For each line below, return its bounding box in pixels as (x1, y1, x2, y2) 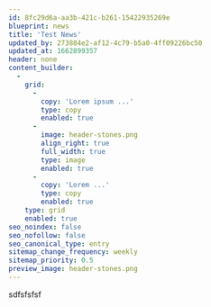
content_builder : (8, 64, 74, 73)
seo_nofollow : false (8, 230, 87, 239)
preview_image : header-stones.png (8, 265, 139, 274)
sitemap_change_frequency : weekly (8, 248, 139, 257)
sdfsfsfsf (8, 289, 41, 300)
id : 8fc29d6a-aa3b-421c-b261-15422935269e (8, 13, 170, 23)
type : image (41, 155, 87, 165)
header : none (8, 55, 58, 64)
